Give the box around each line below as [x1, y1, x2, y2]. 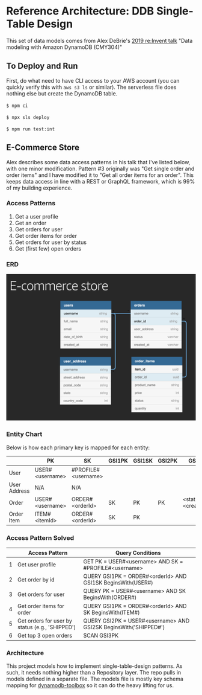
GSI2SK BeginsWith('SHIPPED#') [83, 623, 165, 630]
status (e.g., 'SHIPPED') [17, 623, 76, 630]
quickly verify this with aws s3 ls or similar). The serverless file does [6, 83, 177, 91]
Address [8, 487, 30, 495]
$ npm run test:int [6, 126, 55, 132]
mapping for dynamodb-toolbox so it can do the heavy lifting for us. [6, 681, 174, 689]
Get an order [14, 219, 47, 226]
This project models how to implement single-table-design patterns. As [6, 662, 183, 670]
